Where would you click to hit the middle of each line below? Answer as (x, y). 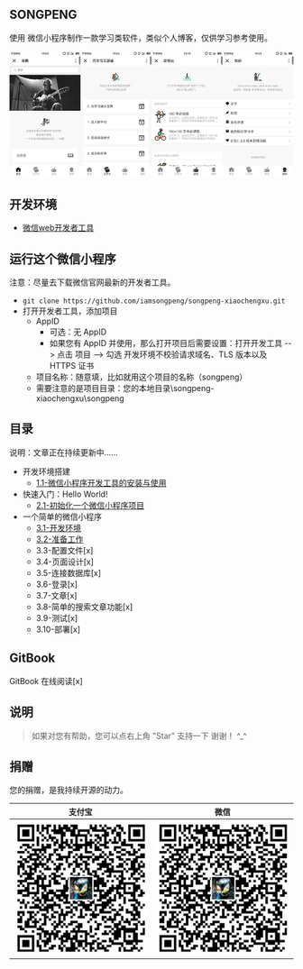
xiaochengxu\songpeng (80, 398)
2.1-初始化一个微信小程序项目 (90, 505)
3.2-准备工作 (60, 539)
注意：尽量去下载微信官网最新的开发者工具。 (92, 282)
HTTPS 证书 (72, 366)
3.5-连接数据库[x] (69, 572)
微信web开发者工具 (58, 228)
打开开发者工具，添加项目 (70, 311)
